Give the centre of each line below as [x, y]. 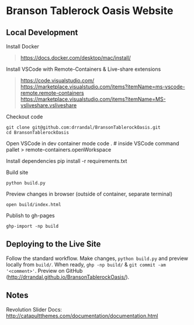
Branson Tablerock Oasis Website [90, 11]
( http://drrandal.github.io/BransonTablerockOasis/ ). [68, 277]
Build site [17, 172]
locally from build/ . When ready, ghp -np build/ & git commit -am [86, 264]
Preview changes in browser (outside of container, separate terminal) [89, 194]
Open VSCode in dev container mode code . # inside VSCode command [93, 143]
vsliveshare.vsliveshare [49, 105]
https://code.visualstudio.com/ [57, 81]
